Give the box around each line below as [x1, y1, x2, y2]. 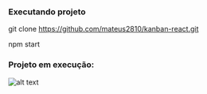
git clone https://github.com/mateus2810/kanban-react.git [8, 24, 199, 34]
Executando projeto [8, 6, 86, 17]
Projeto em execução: [8, 59, 95, 70]
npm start [8, 39, 41, 49]
